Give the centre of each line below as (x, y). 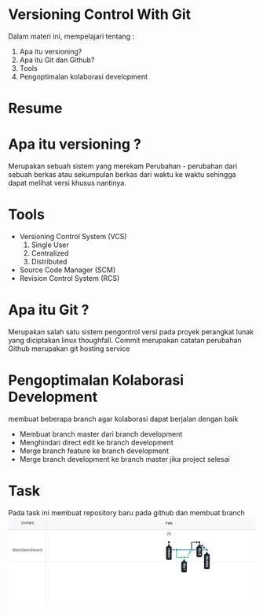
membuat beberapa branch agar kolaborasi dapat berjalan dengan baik (123, 419)
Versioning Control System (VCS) (73, 236)
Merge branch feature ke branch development (94, 451)
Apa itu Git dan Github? (57, 60)
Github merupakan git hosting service (69, 349)
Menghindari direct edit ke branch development (97, 442)
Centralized (50, 253)
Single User (50, 245)
